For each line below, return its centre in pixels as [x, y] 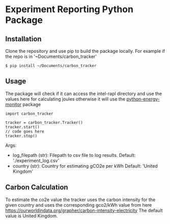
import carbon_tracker [29, 114]
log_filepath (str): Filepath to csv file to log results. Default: [74, 155]
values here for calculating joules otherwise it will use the [65, 99]
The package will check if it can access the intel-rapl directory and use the [84, 93]
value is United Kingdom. [32, 216]
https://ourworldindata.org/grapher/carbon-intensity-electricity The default [84, 210]
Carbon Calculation [37, 187]
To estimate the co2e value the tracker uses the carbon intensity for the [80, 200]
